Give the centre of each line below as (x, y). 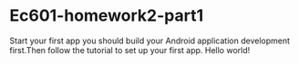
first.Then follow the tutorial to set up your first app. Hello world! (130, 50)
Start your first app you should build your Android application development (149, 41)
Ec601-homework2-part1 (107, 16)
